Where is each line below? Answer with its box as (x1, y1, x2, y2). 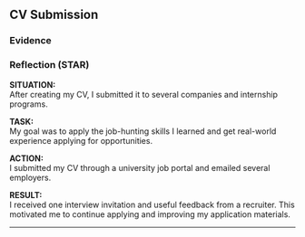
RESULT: (9, 189, 43, 200)
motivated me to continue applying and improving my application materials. (9, 208, 290, 220)
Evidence (9, 34, 52, 47)
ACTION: (9, 153, 44, 164)
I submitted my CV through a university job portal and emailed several (9, 162, 271, 173)
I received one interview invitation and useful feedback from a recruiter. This (9, 199, 295, 210)
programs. (9, 99, 48, 109)
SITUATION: (9, 79, 56, 90)
